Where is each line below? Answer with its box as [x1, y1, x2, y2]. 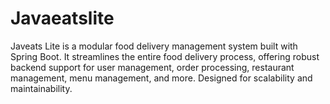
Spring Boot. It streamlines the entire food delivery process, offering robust [10, 50, 320, 62]
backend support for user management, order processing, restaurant [10, 61, 295, 73]
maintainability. [10, 82, 73, 94]
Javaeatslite [10, 7, 115, 30]
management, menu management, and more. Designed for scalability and [10, 72, 313, 84]
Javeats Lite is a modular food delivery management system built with [10, 40, 298, 52]
